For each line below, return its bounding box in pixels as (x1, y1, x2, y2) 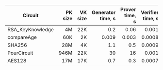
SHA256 (7, 42, 28, 48)
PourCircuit (7, 50, 33, 56)
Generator (91, 9, 116, 16)
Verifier (140, 9, 159, 16)
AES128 (7, 58, 27, 64)
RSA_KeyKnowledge (7, 26, 54, 33)
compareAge (7, 34, 37, 40)
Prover (120, 6, 136, 12)
